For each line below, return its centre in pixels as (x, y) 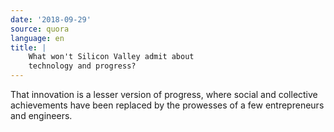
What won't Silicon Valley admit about (111, 57)
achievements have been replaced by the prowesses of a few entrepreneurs (167, 105)
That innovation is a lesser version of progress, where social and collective (164, 94)
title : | (28, 47)
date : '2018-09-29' (51, 19)
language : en (37, 38)
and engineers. (41, 115)
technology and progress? (82, 66)
